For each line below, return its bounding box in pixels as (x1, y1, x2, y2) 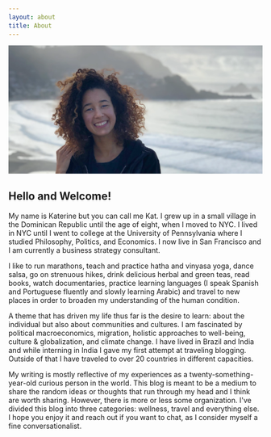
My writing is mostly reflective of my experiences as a (8, 369, 188, 379)
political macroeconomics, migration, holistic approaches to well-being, (8, 328, 246, 338)
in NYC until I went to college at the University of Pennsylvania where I (8, 228, 243, 237)
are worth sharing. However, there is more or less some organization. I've (8, 395, 252, 405)
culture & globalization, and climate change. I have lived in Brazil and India (8, 336, 255, 347)
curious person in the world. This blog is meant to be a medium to (38, 378, 256, 388)
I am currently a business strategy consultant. (8, 245, 161, 254)
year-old (8, 378, 37, 388)
